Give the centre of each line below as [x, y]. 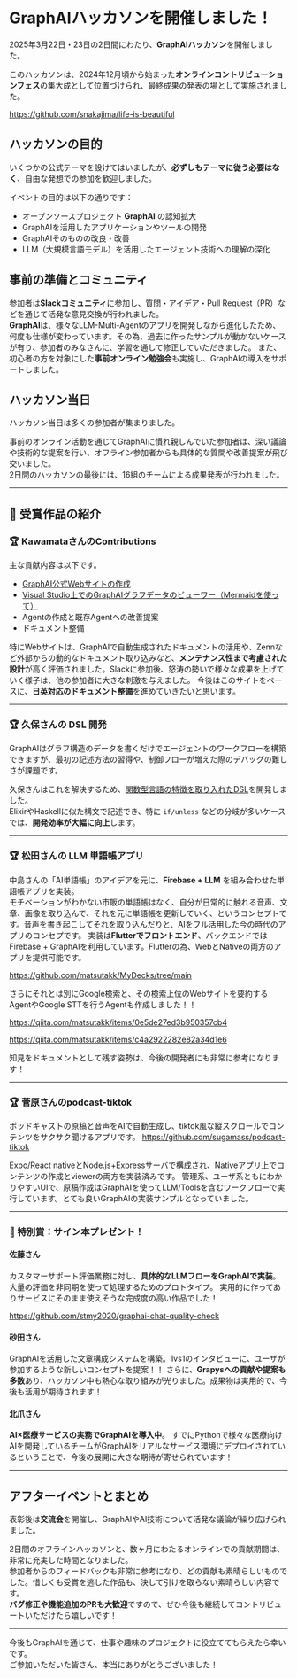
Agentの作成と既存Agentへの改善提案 [90, 618]
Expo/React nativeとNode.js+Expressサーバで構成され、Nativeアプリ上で [143, 1165]
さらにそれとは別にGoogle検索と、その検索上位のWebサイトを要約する [139, 993]
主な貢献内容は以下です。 [55, 565]
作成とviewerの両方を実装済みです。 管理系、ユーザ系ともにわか [165, 1176]
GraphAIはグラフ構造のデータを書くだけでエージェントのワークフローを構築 [148, 749]
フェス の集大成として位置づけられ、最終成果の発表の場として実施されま [148, 85]
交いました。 [32, 464]
